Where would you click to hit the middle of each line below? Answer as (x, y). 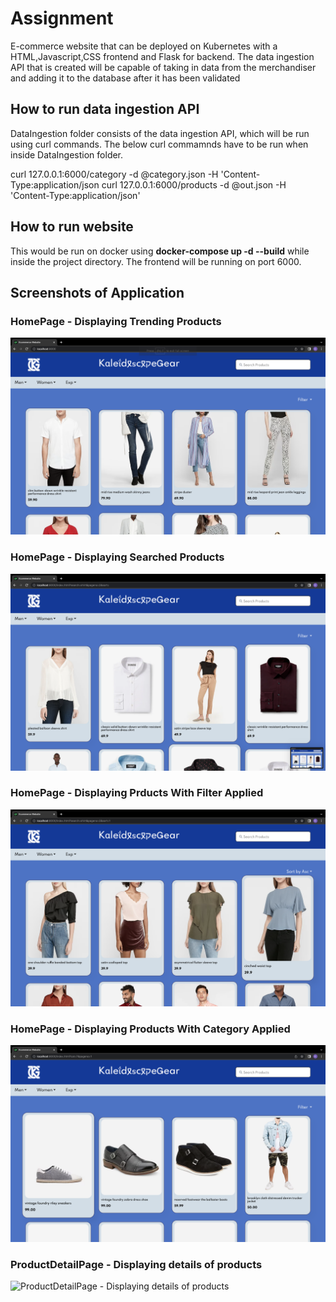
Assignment (62, 18)
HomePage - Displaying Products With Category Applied (150, 1029)
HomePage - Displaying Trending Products (116, 321)
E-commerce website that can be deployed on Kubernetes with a (144, 46)
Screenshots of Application (97, 292)
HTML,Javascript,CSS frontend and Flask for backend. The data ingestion (162, 56)
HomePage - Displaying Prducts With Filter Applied (137, 793)
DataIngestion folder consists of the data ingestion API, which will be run (160, 133)
